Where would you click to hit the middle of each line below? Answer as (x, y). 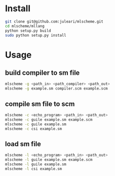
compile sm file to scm (40, 104)
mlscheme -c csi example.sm (34, 129)
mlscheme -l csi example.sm (34, 169)
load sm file (23, 144)
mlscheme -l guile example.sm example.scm (49, 160)
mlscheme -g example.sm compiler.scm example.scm (57, 88)
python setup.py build (28, 31)
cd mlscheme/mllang (25, 26)
